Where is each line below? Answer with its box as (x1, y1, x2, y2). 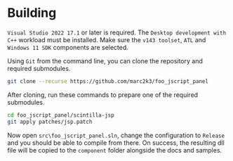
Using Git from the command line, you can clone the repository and (7, 56, 204, 65)
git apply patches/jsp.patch (7, 118, 93, 125)
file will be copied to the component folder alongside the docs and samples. (7, 146, 222, 154)
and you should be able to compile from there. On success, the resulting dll (7, 139, 225, 147)
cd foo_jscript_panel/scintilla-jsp (7, 111, 114, 119)
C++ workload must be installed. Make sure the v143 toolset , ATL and (7, 35, 206, 44)
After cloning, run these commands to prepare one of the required (7, 90, 199, 99)
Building (7, 5, 57, 21)
